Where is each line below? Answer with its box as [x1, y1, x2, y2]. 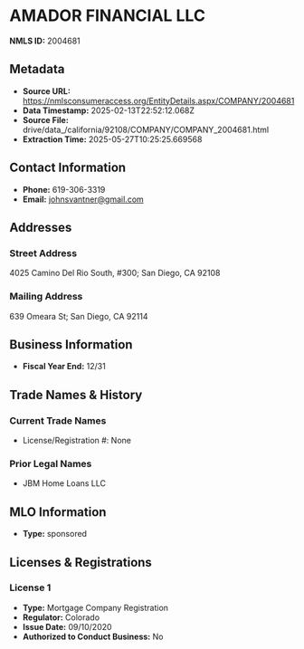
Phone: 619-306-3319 [22, 184, 106, 195]
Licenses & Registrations [9, 554, 152, 570]
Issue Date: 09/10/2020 [22, 621, 112, 632]
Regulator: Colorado [22, 612, 100, 623]
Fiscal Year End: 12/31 [22, 361, 106, 372]
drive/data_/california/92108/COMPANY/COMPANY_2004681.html [22, 124, 270, 135]
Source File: [22, 114, 70, 125]
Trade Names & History [9, 387, 143, 403]
